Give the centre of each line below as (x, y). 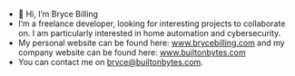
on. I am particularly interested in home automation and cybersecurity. (149, 33)
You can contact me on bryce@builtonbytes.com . (111, 62)
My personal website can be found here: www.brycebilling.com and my (151, 43)
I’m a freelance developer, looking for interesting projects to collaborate (152, 24)
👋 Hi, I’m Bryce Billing (58, 14)
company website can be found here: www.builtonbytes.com (132, 52)
